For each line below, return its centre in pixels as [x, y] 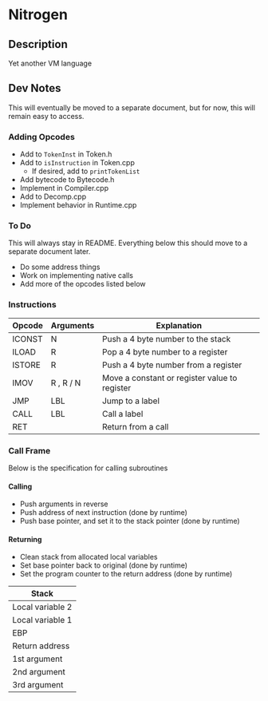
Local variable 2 [42, 607]
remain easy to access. [46, 116]
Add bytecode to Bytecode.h [67, 180]
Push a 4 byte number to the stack [167, 339]
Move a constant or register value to [170, 378]
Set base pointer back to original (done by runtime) [104, 565]
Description [38, 44]
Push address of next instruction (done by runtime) [103, 513]
